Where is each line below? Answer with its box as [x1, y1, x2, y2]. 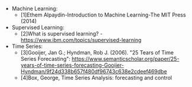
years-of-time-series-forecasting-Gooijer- [20, 62, 124, 69]
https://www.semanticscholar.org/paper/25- [72, 56, 180, 62]
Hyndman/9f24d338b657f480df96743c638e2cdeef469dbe [20, 68, 167, 75]
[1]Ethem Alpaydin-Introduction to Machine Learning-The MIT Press [20, 11, 186, 18]
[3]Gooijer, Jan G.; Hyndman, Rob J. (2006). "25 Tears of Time [20, 49, 174, 56]
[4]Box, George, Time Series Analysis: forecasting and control [20, 74, 172, 81]
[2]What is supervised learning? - [20, 30, 103, 37]
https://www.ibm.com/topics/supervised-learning [20, 37, 142, 43]
